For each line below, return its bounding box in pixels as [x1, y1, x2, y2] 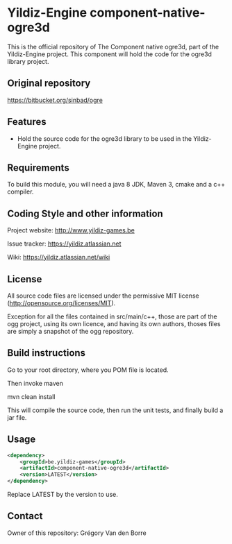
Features [7, 116, 47, 128]
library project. [7, 57, 49, 65]
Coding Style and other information [7, 207, 163, 219]
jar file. [7, 413, 27, 421]
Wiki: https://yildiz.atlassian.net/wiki [7, 253, 110, 262]
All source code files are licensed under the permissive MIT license [7, 291, 199, 300]
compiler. [7, 187, 34, 196]
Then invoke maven [7, 379, 64, 387]
